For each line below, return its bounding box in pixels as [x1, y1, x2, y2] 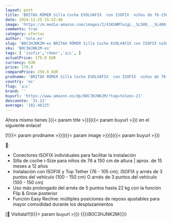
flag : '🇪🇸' [5, 84, 31, 89]
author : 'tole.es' [5, 36, 45, 42]
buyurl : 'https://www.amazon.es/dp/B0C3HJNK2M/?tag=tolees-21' [5, 93, 143, 98]
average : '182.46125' [5, 103, 52, 108]
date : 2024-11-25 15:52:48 [5, 17, 63, 22]
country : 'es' [5, 79, 36, 84]
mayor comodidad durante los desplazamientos [12, 201, 114, 208]
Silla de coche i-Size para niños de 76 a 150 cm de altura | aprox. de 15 [12, 157, 162, 164]
